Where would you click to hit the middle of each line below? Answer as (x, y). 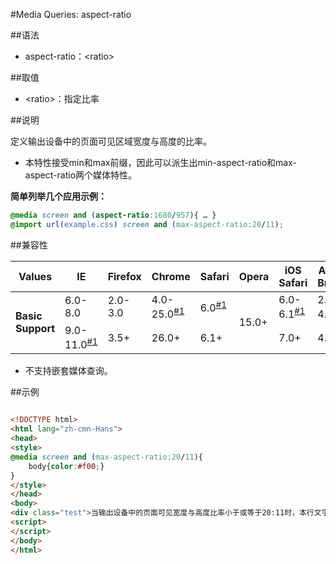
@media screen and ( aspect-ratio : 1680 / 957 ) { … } (113, 215)
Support (35, 329)
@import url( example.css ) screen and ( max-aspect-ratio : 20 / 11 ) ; (147, 224)
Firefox (124, 276)
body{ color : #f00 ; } (66, 466)
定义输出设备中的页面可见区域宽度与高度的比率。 (111, 141)
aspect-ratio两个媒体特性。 (81, 175)
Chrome (171, 276)
